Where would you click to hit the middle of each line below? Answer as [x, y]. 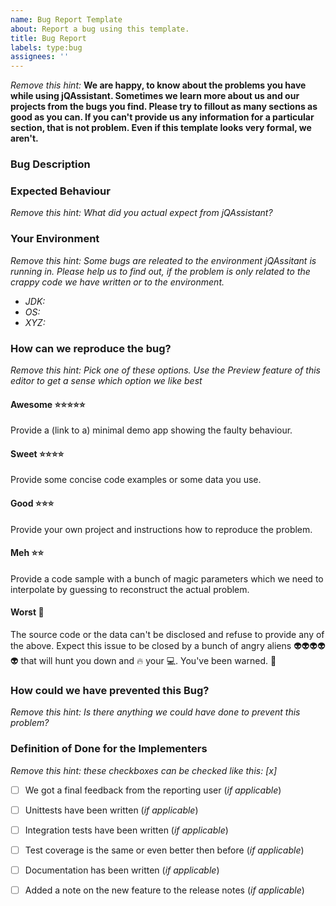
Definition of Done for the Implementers [109, 749]
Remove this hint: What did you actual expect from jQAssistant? [141, 213]
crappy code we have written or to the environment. [117, 282]
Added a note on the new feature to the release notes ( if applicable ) [164, 890]
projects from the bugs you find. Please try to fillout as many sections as [164, 107]
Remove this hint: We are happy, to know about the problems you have [158, 85]
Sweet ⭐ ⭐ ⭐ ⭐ [37, 453]
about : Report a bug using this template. [100, 29]
